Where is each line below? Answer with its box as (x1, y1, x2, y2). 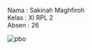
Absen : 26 (7, 21, 40, 29)
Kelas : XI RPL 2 (7, 13, 54, 22)
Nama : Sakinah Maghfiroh (7, 6, 85, 14)
